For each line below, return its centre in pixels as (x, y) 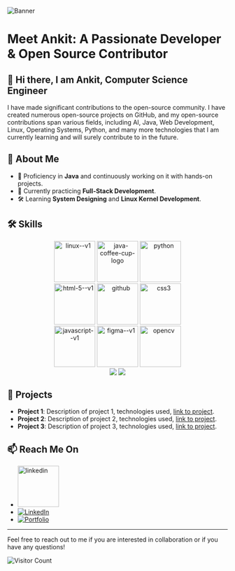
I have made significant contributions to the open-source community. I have (116, 107)
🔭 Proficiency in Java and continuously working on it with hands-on (115, 176)
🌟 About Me (33, 159)
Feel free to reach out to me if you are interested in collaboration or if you (113, 540)
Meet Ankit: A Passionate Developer (114, 39)
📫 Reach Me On (43, 449)
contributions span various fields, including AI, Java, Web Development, (111, 122)
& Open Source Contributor (88, 54)
